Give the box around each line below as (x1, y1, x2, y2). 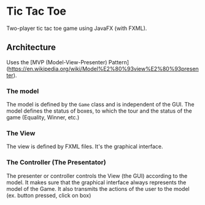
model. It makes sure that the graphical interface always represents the (6, 179, 187, 186)
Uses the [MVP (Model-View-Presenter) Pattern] (6, 58, 130, 65)
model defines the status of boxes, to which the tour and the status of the (6, 107, 192, 114)
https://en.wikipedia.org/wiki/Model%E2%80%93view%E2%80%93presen (8, 65, 199, 72)
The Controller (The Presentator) (6, 158, 106, 166)
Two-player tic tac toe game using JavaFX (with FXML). (6, 24, 147, 32)
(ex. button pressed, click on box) (6, 192, 91, 199)
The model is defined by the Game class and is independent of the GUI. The (6, 101, 195, 108)
